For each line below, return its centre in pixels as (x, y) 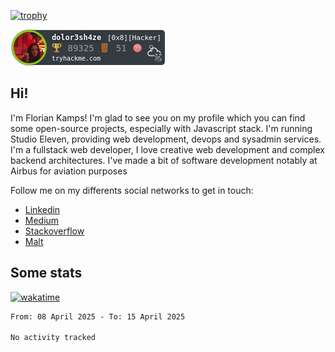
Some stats (46, 273)
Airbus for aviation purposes (69, 171)
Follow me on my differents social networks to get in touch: (132, 190)
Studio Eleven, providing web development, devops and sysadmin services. (166, 139)
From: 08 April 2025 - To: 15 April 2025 (98, 316)
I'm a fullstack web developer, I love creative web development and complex (167, 149)
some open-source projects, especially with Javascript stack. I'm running (161, 128)
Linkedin (42, 209)
